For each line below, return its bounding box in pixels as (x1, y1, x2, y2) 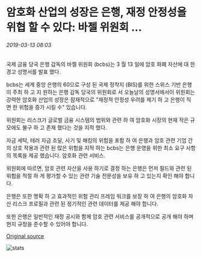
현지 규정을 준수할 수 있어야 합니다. (6, 221, 88, 228)
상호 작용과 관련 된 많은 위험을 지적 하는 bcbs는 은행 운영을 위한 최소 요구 (12, 144, 185, 151)
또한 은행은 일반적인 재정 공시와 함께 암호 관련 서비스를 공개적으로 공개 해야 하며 (6, 213, 194, 220)
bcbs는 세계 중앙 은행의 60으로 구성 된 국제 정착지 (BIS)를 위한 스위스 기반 (6, 81, 182, 88)
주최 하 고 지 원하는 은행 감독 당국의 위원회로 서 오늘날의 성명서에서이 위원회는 (12, 89, 195, 96)
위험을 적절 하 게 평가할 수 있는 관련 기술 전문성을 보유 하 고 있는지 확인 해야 (6, 173, 184, 180)
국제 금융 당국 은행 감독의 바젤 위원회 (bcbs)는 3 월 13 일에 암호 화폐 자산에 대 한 (6, 61, 195, 68)
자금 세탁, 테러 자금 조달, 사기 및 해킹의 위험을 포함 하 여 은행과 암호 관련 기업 (6, 137, 187, 144)
